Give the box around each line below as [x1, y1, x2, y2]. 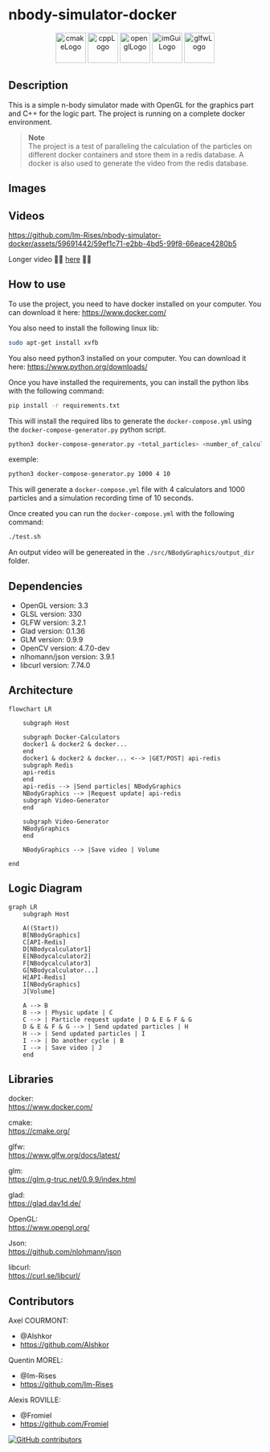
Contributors [8, 1294, 75, 1308]
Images [8, 182, 47, 195]
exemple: [8, 454, 39, 464]
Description [8, 79, 68, 92]
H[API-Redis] [22, 973, 67, 982]
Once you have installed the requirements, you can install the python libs [8, 377, 249, 387]
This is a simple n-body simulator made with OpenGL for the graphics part [8, 100, 255, 109]
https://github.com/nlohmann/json [8, 1247, 122, 1257]
